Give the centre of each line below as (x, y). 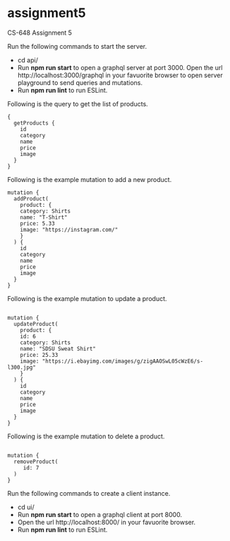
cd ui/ (26, 507)
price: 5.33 (37, 223)
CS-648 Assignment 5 (40, 33)
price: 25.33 (39, 355)
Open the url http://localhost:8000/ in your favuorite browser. (107, 522)
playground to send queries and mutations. (80, 82)
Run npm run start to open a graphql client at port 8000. (99, 514)
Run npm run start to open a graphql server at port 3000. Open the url (120, 67)
